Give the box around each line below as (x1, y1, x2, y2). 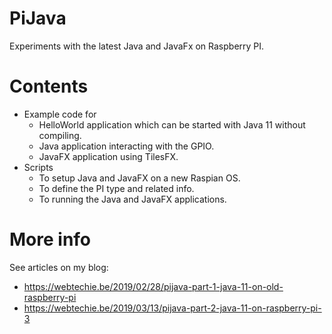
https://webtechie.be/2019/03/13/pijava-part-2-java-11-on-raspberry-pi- (23, 302, 322, 314)
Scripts (23, 161, 54, 173)
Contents (9, 75, 89, 98)
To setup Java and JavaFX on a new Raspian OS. (38, 172, 241, 184)
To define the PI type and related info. (38, 182, 195, 194)
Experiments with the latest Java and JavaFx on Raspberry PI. (9, 40, 265, 52)
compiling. (38, 129, 82, 141)
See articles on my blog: (9, 261, 109, 273)
